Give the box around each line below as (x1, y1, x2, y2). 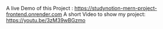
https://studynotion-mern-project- (74, 5, 157, 11)
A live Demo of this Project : (6, 5, 73, 11)
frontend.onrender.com (6, 11, 63, 18)
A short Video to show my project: (63, 11, 146, 18)
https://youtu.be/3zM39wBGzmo (6, 17, 86, 23)
